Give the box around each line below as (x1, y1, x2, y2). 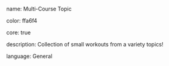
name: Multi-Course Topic (6, 5, 72, 12)
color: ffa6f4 (6, 17, 38, 24)
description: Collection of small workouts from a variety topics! (6, 41, 164, 48)
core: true (6, 29, 31, 36)
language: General (6, 53, 53, 60)
